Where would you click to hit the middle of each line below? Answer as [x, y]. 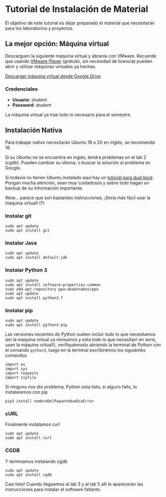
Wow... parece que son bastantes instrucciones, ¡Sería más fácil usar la [78, 198]
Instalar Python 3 [26, 270]
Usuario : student [29, 100]
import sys [16, 369]
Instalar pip [19, 310]
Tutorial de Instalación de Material [77, 9]
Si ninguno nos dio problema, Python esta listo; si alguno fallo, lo [71, 387]
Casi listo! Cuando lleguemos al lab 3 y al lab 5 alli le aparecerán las [74, 484]
